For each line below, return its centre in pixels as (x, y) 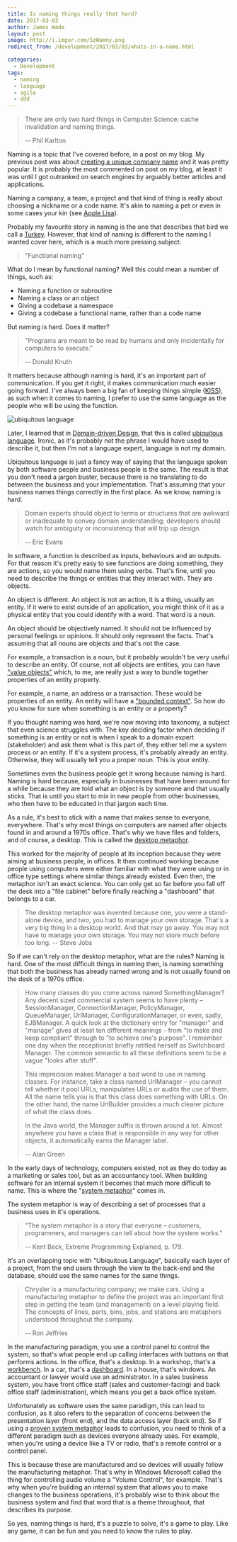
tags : (15, 73)
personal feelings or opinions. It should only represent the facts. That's (110, 636)
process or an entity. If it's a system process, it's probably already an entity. (118, 752)
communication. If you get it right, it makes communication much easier (112, 383)
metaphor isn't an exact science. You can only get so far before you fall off (116, 884)
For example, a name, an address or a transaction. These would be (105, 693)
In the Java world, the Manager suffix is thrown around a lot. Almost (123, 1126)
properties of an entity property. (54, 680)
